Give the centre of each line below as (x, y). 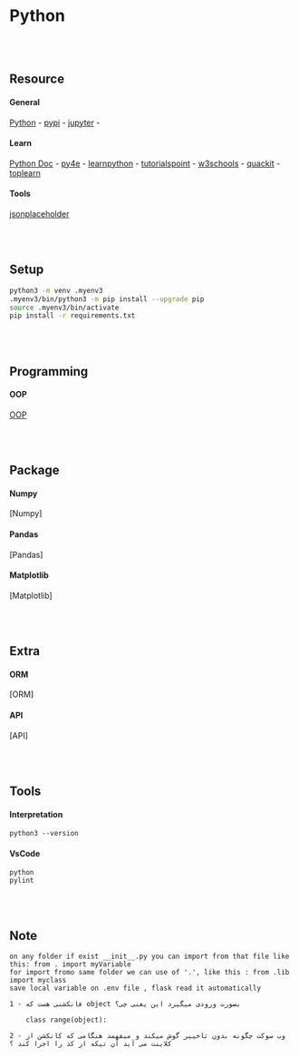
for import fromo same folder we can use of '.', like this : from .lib (149, 973)
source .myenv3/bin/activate (64, 308)
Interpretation (36, 814)
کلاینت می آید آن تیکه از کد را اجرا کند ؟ (91, 1044)
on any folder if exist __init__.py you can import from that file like (149, 957)
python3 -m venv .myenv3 (56, 290)
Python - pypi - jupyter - (55, 122)
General (25, 102)
